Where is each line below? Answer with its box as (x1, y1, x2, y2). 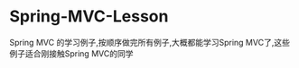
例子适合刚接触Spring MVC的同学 (9, 47, 134, 59)
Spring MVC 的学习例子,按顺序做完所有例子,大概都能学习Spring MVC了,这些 (9, 37, 291, 47)
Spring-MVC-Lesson (9, 6, 169, 27)
